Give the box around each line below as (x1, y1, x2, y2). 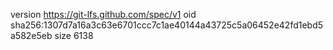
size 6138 (54, 30, 94, 41)
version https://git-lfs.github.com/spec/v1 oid (10, 9, 197, 20)
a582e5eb (10, 30, 53, 41)
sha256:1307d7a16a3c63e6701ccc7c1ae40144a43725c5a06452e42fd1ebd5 (10, 19, 324, 31)
